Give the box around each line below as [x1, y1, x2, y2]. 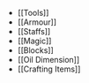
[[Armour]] [17, 17, 57, 27]
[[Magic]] [17, 35, 52, 46]
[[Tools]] [17, 8, 49, 18]
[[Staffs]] [17, 26, 51, 36]
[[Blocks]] [17, 45, 55, 56]
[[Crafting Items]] [17, 64, 81, 74]
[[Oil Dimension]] [17, 55, 80, 64]
